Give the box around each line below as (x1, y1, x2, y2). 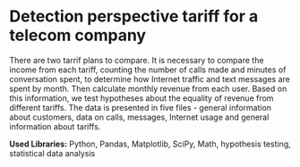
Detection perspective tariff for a (9, 6, 259, 27)
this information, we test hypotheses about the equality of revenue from (9, 92, 274, 104)
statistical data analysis (9, 147, 96, 158)
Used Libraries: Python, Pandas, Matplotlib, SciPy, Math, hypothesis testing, (9, 138, 291, 149)
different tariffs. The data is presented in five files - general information (9, 102, 271, 113)
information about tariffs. (9, 121, 101, 131)
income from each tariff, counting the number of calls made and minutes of (9, 64, 287, 75)
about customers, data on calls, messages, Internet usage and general (9, 112, 270, 122)
